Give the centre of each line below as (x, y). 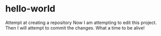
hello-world (30, 9)
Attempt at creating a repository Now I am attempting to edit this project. (81, 22)
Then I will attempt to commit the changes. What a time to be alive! (75, 27)
